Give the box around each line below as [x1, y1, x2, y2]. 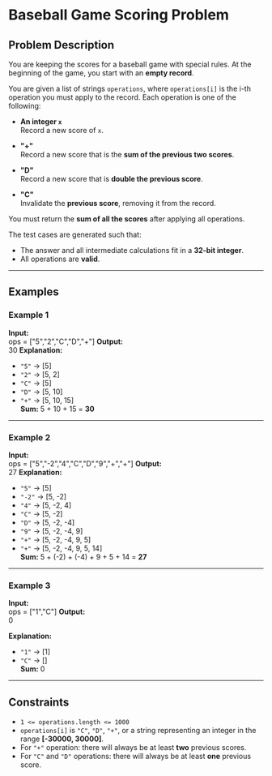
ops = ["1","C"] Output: [8, 607, 86, 617]
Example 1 [8, 310, 49, 321]
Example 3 [8, 580, 51, 591]
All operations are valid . [19, 254, 100, 264]
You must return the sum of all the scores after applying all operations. [8, 214, 245, 224]
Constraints [8, 695, 70, 709]
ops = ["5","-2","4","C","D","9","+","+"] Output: [8, 458, 162, 468]
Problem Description [8, 38, 115, 52]
